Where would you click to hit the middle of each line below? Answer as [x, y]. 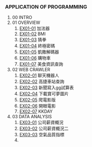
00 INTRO [22, 18]
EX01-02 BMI [32, 34]
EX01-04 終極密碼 [37, 46]
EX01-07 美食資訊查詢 [41, 64]
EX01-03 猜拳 [33, 40]
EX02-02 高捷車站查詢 [42, 82]
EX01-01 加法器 [35, 28]
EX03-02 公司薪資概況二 [44, 128]
